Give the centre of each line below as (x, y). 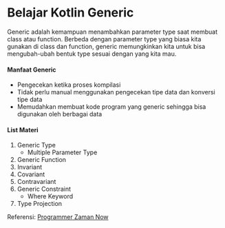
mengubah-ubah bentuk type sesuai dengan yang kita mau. (92, 54)
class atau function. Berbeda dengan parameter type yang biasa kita (104, 39)
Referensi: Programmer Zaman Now (58, 217)
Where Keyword (50, 196)
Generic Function (42, 160)
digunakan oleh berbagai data (60, 114)
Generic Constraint (44, 189)
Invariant (30, 167)
